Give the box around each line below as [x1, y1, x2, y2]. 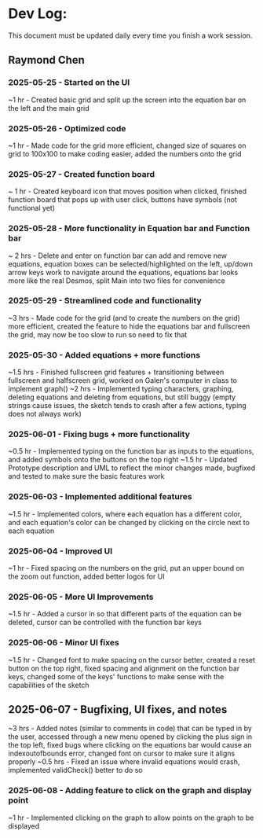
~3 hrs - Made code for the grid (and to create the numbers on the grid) [8, 313, 241, 322]
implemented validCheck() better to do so [8, 766, 143, 775]
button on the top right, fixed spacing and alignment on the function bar [8, 663, 240, 673]
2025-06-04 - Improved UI [8, 546, 113, 557]
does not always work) [8, 410, 82, 419]
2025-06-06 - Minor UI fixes [8, 638, 119, 649]
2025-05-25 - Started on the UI [8, 77, 130, 88]
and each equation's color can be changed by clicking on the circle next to [8, 517, 250, 527]
